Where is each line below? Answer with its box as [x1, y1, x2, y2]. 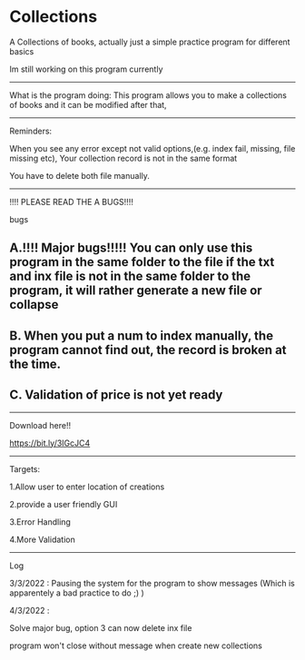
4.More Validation [9, 534, 75, 545]
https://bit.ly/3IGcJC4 [9, 438, 91, 448]
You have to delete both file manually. [9, 170, 150, 181]
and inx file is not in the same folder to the [9, 269, 251, 284]
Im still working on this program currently [9, 64, 163, 74]
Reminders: [9, 125, 53, 136]
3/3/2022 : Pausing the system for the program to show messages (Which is [9, 577, 295, 588]
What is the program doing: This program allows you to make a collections [9, 89, 288, 101]
